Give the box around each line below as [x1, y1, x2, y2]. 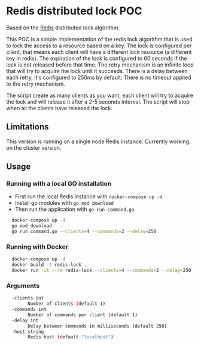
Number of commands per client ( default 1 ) [28, 311, 138, 318]
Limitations [6, 122, 49, 132]
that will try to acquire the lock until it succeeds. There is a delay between [6, 67, 188, 74]
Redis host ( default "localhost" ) [28, 334, 114, 340]
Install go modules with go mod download [14, 199, 114, 207]
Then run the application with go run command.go [14, 205, 135, 213]
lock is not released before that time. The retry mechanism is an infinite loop [6, 61, 194, 68]
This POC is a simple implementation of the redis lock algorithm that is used [6, 35, 193, 43]
